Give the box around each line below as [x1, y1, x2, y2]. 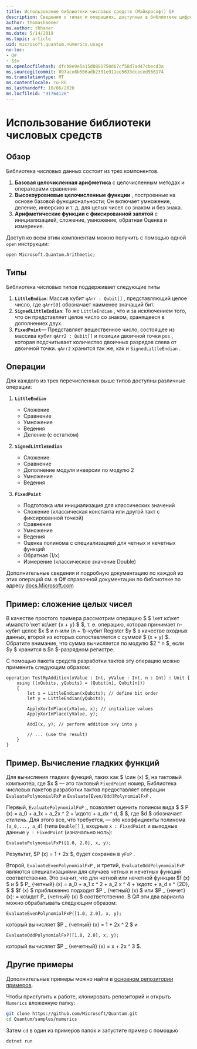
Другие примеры [6, 960, 73, 970]
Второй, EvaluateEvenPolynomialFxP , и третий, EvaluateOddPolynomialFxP [6, 862, 185, 868]
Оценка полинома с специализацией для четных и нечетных [23, 540, 176, 547]
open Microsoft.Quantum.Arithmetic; [6, 251, 96, 258]
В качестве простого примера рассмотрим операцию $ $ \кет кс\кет [6, 615, 180, 622]
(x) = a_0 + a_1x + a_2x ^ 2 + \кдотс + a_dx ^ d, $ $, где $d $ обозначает [6, 810, 183, 817]
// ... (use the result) [27, 732, 88, 738]
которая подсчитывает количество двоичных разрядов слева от [14, 338, 177, 345]
